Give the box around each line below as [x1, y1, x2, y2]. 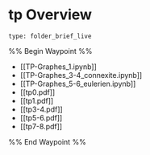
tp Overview [8, 6, 93, 24]
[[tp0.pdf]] [19, 87, 56, 97]
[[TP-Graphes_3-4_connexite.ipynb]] [19, 70, 143, 80]
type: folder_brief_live [8, 32, 92, 40]
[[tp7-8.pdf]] [19, 121, 63, 131]
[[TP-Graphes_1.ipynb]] [19, 62, 97, 71]
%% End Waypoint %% [8, 137, 86, 146]
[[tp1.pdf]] [19, 96, 54, 105]
